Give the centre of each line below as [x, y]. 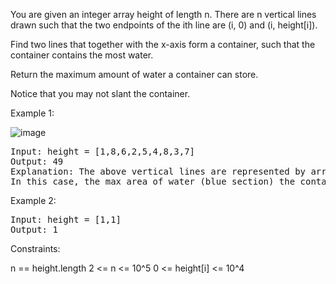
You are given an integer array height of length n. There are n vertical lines [163, 14]
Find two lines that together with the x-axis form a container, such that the [163, 44]
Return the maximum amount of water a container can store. [134, 74]
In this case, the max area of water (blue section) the [153, 181]
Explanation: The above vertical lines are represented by [158, 171]
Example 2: [33, 200]
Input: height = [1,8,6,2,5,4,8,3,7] [103, 151]
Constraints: [35, 248]
